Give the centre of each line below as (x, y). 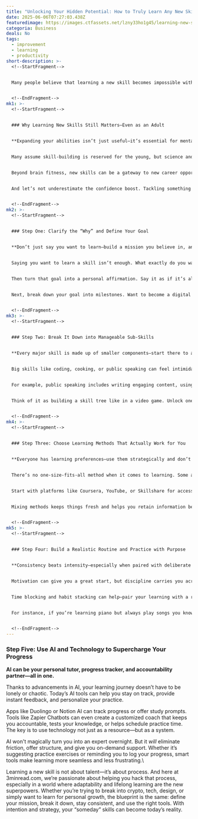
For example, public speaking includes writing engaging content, (95, 385)
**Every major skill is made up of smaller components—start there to (100, 353)
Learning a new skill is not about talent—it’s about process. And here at (92, 772)
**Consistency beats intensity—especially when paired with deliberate (101, 565)
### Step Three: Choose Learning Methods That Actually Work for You (98, 444)
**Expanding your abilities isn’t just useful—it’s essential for (95, 141)
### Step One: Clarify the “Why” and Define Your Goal (80, 231)
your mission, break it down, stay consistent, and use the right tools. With (95, 803)
